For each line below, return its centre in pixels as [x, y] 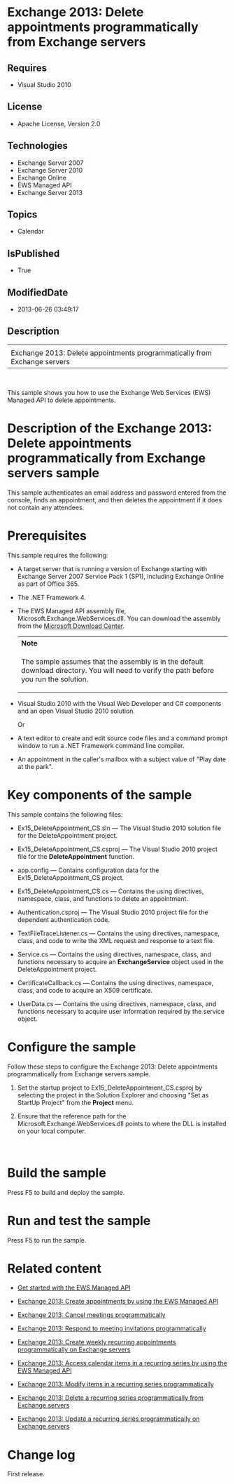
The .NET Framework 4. [51, 597]
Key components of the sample [100, 795]
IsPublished [34, 253]
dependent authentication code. [64, 919]
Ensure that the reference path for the [72, 1116]
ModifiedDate [38, 292]
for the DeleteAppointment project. [67, 835]
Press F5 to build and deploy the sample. [66, 1192]
